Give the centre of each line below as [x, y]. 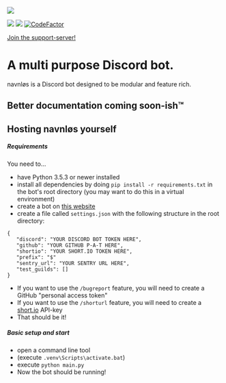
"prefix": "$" [36, 257]
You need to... [27, 164]
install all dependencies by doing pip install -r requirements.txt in [115, 184]
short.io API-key [40, 310]
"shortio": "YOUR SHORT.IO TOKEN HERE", [74, 251]
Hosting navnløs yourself [62, 129]
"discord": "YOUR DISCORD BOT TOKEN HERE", [79, 239]
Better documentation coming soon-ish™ [96, 106]
